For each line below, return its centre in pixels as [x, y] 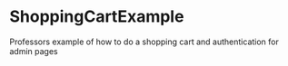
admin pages [34, 51]
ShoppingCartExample [97, 17]
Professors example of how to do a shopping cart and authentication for [144, 42]
